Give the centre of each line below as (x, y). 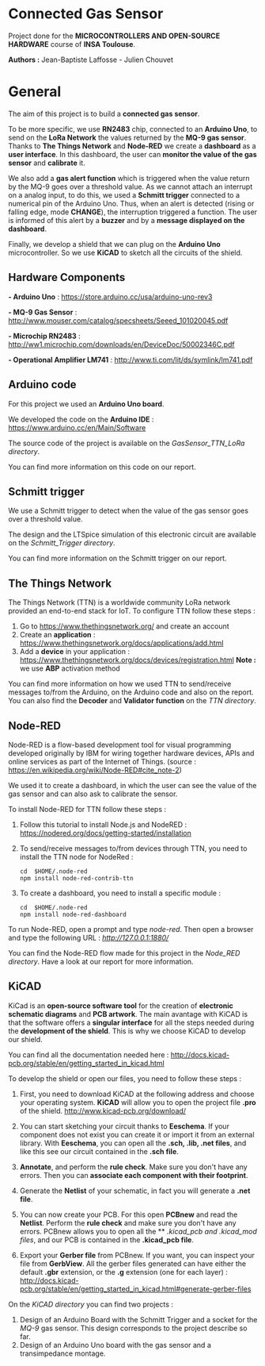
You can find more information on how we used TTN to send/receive (120, 684)
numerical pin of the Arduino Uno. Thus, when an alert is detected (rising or (131, 203)
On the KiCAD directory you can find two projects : (91, 1304)
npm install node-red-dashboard (73, 914)
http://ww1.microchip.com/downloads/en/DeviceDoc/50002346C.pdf (121, 344)
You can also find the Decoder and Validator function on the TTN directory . (132, 701)
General (35, 92)
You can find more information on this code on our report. (102, 467)
